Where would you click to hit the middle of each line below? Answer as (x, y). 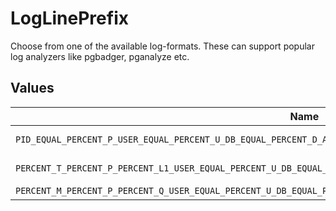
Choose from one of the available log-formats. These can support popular (162, 46)
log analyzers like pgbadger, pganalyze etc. (100, 56)
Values (32, 88)
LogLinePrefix (69, 18)
